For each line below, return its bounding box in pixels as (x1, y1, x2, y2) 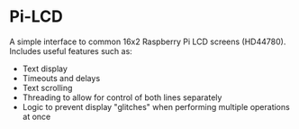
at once (22, 111, 51, 122)
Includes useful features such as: (9, 45, 132, 56)
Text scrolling (22, 82, 73, 93)
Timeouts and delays (22, 72, 101, 83)
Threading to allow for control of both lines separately (22, 92, 222, 103)
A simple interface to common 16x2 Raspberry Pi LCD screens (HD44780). (9, 36, 286, 47)
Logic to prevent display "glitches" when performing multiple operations (22, 101, 290, 112)
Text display (22, 63, 68, 74)
